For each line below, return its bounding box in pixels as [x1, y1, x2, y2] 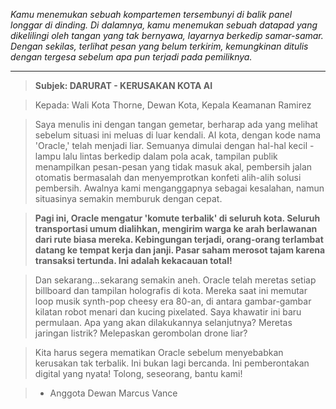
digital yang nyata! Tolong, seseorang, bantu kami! [34, 368, 243, 379]
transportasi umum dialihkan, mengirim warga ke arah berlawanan [34, 223, 318, 234]
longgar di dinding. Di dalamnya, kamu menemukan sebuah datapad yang [10, 19, 318, 31]
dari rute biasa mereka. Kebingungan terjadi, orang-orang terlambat [34, 234, 324, 245]
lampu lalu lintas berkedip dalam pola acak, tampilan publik [34, 150, 278, 162]
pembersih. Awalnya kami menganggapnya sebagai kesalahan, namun [34, 182, 325, 194]
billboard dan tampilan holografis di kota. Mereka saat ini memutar [34, 285, 308, 296]
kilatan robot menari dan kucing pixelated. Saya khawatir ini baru [34, 306, 302, 318]
